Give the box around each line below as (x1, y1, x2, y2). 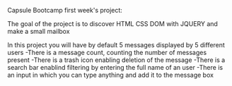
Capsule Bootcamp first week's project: (7, 6, 122, 14)
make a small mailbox (7, 27, 70, 35)
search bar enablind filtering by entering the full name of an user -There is (7, 63, 224, 71)
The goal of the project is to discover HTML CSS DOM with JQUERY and (7, 20, 218, 27)
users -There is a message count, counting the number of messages (7, 49, 207, 56)
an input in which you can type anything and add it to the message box (7, 70, 214, 79)
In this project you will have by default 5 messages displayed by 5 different (7, 41, 225, 49)
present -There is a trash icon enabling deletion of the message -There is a (7, 56, 226, 64)
